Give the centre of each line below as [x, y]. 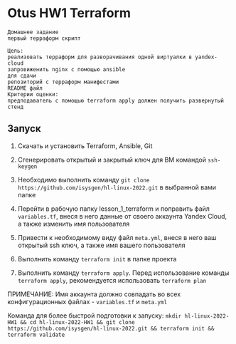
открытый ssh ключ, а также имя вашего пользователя [102, 245]
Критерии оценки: [33, 94]
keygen [27, 166]
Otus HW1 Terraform [69, 13]
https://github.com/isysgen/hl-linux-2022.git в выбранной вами [117, 187]
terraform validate [36, 335]
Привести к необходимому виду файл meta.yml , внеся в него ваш [117, 237]
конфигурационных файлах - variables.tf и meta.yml [87, 301]
